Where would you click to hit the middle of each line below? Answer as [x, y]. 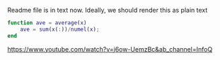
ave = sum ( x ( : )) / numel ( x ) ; [60, 29]
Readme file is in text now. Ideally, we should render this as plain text [108, 10]
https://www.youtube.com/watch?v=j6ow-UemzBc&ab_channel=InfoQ [110, 49]
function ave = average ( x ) [47, 23]
